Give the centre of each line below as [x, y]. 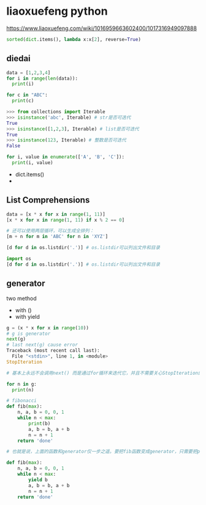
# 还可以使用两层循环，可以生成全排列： [50, 231]
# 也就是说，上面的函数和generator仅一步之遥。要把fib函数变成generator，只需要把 [102, 452]
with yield [27, 316]
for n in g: [21, 384]
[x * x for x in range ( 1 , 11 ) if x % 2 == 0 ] [66, 220]
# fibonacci [21, 401]
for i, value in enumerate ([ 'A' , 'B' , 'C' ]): [65, 157]
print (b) [40, 424]
